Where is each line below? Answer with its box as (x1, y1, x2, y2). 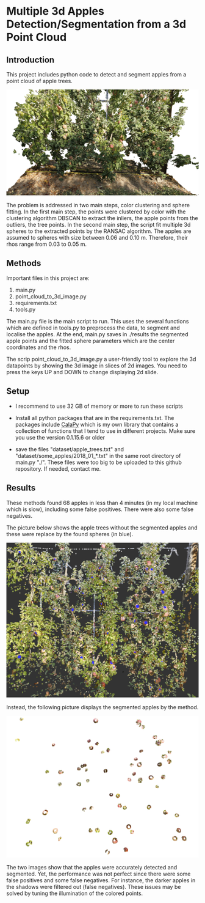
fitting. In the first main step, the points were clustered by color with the (6, 208, 186, 215)
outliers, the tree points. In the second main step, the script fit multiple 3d (6, 221, 191, 229)
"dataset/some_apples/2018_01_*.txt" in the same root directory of (15, 452, 181, 459)
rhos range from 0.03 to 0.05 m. (6, 240, 87, 248)
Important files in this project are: (6, 274, 90, 282)
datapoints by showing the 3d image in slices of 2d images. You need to (6, 362, 187, 369)
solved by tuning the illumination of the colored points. (6, 890, 143, 897)
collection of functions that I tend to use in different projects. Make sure (15, 427, 196, 435)
